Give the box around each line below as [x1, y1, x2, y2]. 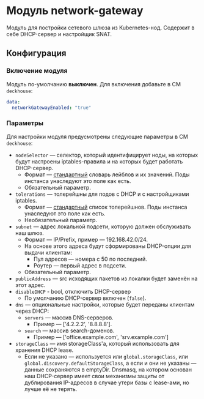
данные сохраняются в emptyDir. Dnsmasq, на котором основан [24, 365, 192, 373]
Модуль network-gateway [6, 4, 144, 18]
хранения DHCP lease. [15, 346, 74, 354]
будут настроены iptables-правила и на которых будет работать [15, 157, 183, 165]
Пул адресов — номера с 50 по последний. [33, 255, 148, 263]
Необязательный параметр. [24, 216, 98, 223]
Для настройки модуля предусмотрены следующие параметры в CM [6, 133, 188, 140]
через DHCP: [15, 307, 49, 315]
